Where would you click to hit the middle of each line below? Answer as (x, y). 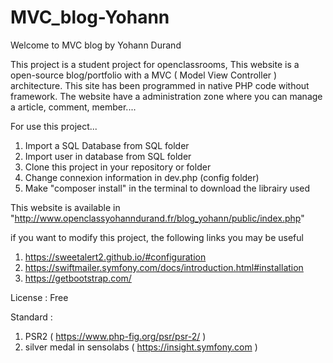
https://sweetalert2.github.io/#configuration (115, 257)
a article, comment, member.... (73, 107)
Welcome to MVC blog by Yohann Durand (96, 45)
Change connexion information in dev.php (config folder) (142, 177)
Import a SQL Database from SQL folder (107, 145)
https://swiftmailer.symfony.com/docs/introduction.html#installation (164, 267)
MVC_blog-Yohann (90, 17)
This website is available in (65, 207)
